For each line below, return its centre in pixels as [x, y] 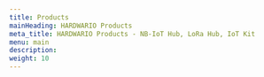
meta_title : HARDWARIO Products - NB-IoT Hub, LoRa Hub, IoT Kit [132, 34]
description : [33, 50]
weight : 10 [29, 58]
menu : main [29, 42]
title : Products [39, 17]
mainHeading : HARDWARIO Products [71, 26]
